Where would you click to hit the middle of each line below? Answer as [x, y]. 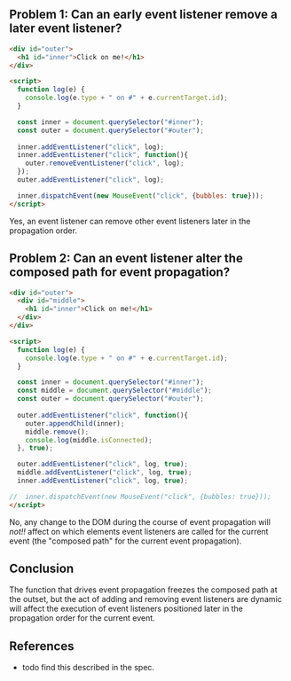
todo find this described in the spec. [88, 668]
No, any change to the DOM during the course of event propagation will [140, 521]
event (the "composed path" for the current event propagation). [126, 541]
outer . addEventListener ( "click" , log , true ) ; [103, 465]
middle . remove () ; [57, 432]
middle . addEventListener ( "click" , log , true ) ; [105, 473]
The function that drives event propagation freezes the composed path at [143, 590]
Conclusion [42, 569]
